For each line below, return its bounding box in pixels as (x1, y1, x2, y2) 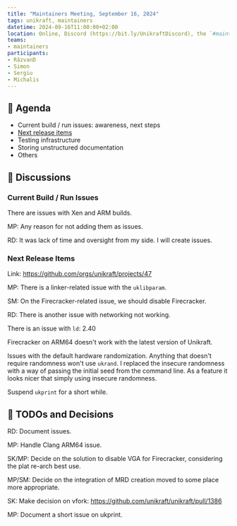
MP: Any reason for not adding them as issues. (7, 222, 143, 230)
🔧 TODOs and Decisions (7, 408, 114, 420)
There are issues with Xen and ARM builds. (7, 208, 133, 217)
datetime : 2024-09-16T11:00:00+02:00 (7, 23, 119, 30)
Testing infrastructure (17, 136, 81, 145)
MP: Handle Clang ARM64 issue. (7, 441, 102, 449)
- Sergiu (7, 69, 33, 76)
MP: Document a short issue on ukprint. (7, 510, 123, 519)
